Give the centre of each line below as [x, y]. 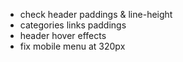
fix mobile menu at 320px [72, 46]
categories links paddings [73, 25]
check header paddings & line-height [96, 14]
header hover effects [63, 35]
